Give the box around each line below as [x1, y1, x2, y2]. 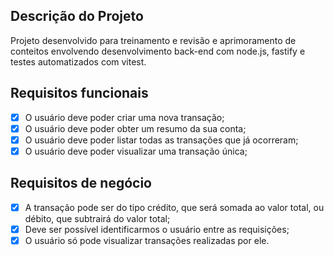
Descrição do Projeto [10, 8, 144, 25]
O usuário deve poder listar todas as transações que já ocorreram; [24, 134, 299, 146]
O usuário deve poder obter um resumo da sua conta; [24, 122, 247, 134]
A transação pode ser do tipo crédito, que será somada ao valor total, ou [24, 201, 325, 213]
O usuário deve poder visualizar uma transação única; [24, 145, 248, 157]
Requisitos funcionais [10, 85, 149, 102]
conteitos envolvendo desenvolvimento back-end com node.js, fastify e [10, 45, 306, 57]
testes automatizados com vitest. [10, 55, 147, 68]
